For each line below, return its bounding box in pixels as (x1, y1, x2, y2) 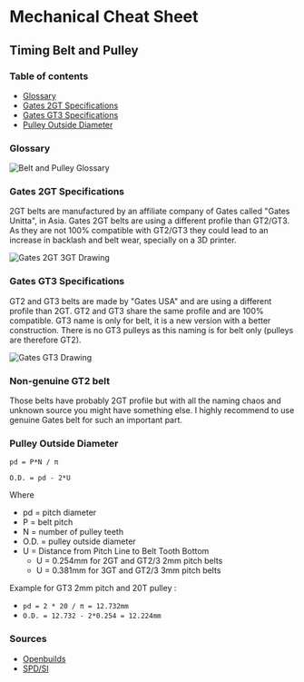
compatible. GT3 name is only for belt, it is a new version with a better (9, 315, 271, 326)
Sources (9, 633, 47, 646)
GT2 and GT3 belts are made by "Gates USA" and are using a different (9, 295, 272, 306)
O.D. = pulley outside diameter (22, 536, 136, 547)
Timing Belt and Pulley (9, 43, 139, 58)
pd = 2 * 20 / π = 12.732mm (22, 602, 129, 611)
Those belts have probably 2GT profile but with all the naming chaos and (9, 395, 281, 406)
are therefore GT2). (9, 334, 82, 345)
